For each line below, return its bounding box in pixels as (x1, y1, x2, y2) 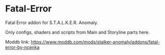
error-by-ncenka (5, 44, 40, 50)
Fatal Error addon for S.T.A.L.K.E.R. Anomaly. (5, 19, 98, 25)
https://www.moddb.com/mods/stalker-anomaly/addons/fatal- (31, 38, 160, 45)
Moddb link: (5, 38, 30, 45)
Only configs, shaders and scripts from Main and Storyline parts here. (5, 29, 150, 35)
